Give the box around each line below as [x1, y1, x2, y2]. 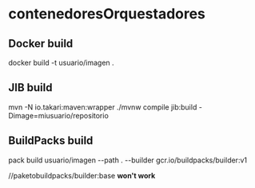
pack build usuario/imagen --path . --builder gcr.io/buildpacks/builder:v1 [8, 155, 248, 165]
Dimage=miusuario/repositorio [8, 110, 110, 120]
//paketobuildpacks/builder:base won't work [8, 170, 156, 180]
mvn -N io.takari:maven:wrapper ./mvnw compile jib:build [8, 102, 197, 112]
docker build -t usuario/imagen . [8, 58, 114, 67]
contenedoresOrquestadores [8, 5, 206, 23]
